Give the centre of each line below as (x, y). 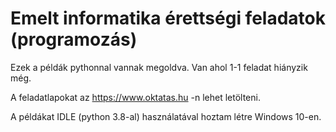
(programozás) (74, 39)
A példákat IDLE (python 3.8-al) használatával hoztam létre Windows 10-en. (166, 116)
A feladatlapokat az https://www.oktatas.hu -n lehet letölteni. (135, 97)
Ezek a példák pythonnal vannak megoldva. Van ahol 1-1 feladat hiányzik (159, 67)
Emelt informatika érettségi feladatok (168, 18)
